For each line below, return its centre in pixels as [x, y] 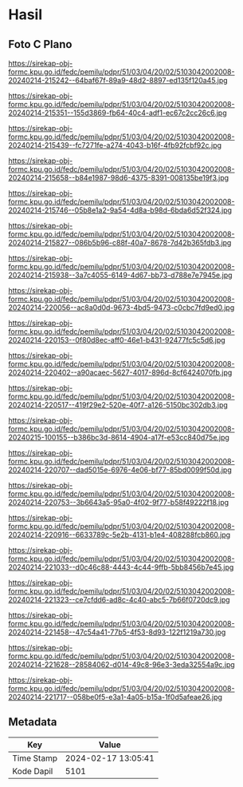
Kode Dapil [33, 771]
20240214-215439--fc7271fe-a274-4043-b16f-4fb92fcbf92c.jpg [115, 145]
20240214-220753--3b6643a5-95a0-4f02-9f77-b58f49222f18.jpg [119, 502]
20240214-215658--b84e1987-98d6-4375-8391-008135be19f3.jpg [119, 178]
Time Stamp [35, 758]
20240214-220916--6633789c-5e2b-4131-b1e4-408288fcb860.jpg [120, 535]
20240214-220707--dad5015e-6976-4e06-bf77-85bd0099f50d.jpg [120, 470]
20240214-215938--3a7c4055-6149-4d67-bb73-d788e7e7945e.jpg [120, 275]
